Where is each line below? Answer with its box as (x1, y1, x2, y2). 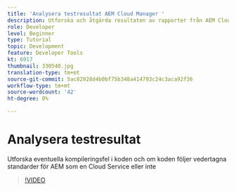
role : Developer (7, 23, 55, 30)
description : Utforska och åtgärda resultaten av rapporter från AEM (7, 17, 216, 24)
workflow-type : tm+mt (7, 82, 71, 89)
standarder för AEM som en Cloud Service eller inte (7, 162, 157, 171)
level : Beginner (7, 29, 55, 37)
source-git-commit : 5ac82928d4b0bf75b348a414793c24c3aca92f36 (7, 75, 193, 83)
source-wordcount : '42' (7, 88, 77, 95)
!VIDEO (24, 176, 46, 184)
